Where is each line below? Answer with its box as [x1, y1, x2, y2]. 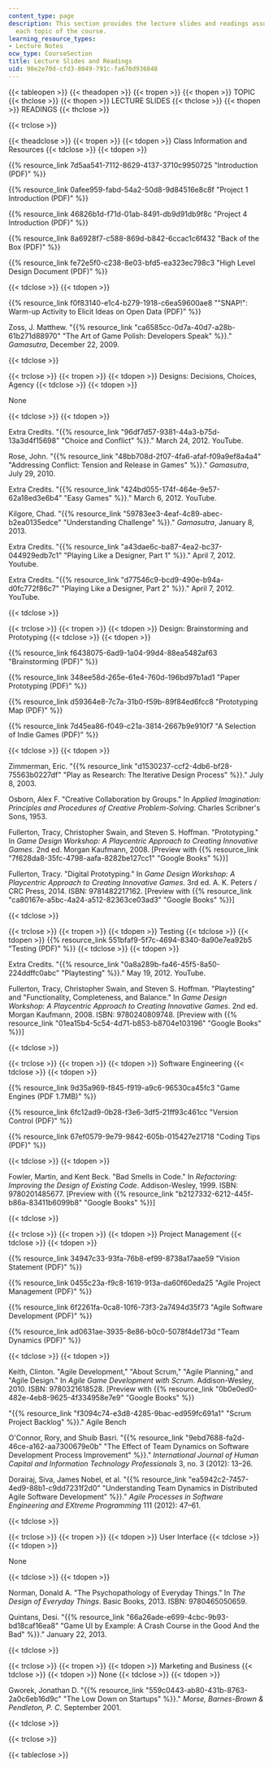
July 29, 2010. [8, 468, 55, 478]
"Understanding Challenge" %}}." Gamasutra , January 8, [63, 517, 254, 527]
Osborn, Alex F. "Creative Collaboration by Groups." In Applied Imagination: [8, 794, 262, 804]
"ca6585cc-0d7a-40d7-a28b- [133, 322, 236, 332]
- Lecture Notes [8, 42, 63, 50]
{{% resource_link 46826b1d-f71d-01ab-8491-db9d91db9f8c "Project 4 [8, 209, 248, 219]
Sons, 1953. [8, 811, 48, 821]
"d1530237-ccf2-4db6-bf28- [134, 761, 233, 771]
